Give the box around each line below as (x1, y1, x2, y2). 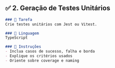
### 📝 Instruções (5, 44, 41, 49)
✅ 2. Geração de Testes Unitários (5, 4, 110, 12)
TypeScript (5, 35, 28, 40)
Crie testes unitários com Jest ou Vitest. (5, 22, 97, 27)
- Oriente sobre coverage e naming (5, 58, 79, 63)
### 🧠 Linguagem (5, 31, 39, 36)
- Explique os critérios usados (5, 54, 72, 59)
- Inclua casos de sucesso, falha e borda (5, 49, 95, 54)
